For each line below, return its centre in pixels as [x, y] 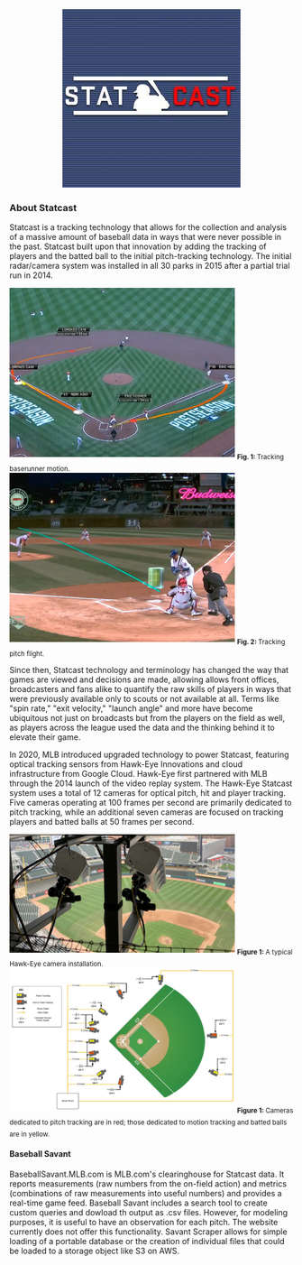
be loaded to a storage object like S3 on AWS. [95, 1251]
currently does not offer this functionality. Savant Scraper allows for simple [148, 1232]
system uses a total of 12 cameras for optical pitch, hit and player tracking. [148, 793]
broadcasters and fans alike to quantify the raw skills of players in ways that [150, 689]
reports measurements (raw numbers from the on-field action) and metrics [148, 1183]
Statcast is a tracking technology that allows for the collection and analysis [148, 227]
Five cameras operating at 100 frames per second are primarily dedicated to [151, 803]
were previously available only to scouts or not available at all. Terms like [144, 699]
